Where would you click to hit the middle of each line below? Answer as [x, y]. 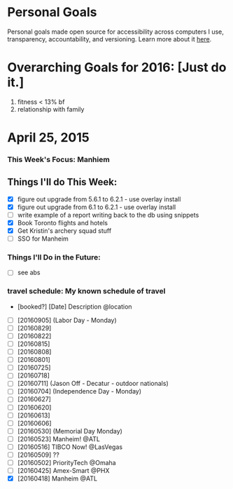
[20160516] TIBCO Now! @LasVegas [70, 447]
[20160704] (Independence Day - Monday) [79, 391]
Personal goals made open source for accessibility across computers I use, [115, 32]
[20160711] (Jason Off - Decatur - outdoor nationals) [93, 384]
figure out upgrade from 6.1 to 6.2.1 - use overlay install [97, 207]
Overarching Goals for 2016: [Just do [117, 68]
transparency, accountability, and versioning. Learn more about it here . [110, 39]
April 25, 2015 [48, 138]
